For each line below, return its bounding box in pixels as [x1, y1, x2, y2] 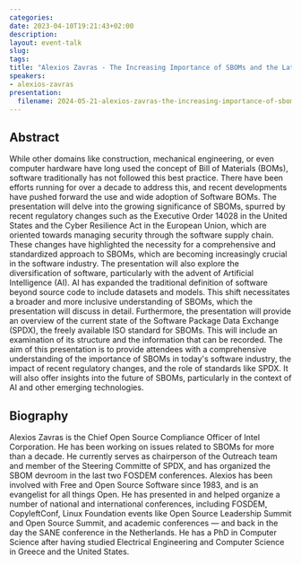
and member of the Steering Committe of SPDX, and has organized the [9, 461, 271, 471]
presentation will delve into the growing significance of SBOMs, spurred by [9, 201, 286, 212]
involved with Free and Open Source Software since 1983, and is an [9, 480, 259, 490]
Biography [9, 408, 69, 423]
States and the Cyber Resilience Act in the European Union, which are [9, 221, 267, 231]
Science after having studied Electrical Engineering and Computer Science [9, 537, 285, 547]
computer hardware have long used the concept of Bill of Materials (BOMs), [9, 163, 288, 174]
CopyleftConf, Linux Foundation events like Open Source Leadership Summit [9, 508, 292, 518]
